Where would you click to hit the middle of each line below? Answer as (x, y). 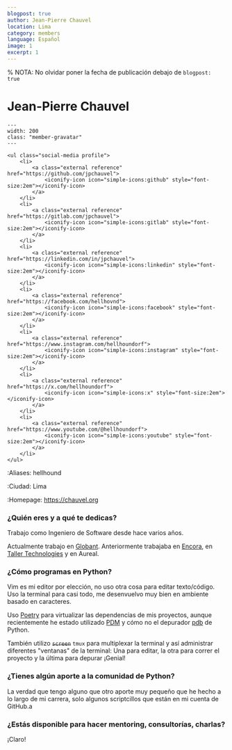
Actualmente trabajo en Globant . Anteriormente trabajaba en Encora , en (110, 546)
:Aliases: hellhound (34, 472)
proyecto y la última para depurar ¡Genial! (67, 658)
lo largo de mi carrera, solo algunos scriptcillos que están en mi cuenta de (113, 699)
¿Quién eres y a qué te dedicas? (62, 518)
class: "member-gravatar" (44, 137)
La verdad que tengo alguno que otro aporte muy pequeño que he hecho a (114, 691)
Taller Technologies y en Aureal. (53, 554)
